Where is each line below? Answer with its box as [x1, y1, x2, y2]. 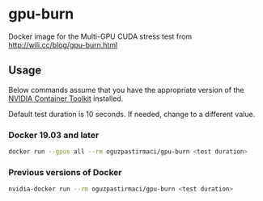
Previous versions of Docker [8, 166, 122, 178]
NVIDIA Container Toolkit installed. [8, 94, 124, 103]
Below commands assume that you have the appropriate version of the [8, 85, 244, 94]
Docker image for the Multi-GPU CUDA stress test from [8, 31, 193, 41]
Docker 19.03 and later [8, 129, 100, 140]
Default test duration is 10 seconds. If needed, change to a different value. [8, 109, 256, 119]
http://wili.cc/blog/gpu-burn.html [8, 40, 118, 49]
